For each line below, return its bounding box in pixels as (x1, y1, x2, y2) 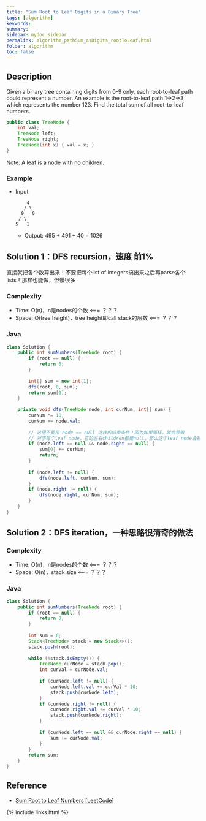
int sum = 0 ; (28, 632, 62, 638)
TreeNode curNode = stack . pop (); (39, 661, 124, 667)
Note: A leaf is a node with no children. (6, 159, 105, 166)
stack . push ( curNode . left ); (50, 689, 120, 695)
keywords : (6, 20, 32, 26)
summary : (6, 26, 29, 32)
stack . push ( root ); (28, 644, 75, 650)
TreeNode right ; (17, 136, 59, 143)
